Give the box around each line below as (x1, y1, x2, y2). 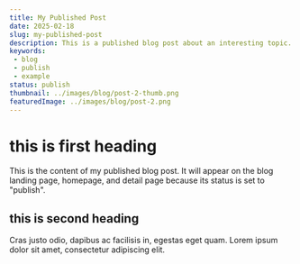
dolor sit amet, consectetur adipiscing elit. (9, 244, 165, 255)
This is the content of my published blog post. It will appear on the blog (9, 166, 274, 177)
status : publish (9, 80, 70, 89)
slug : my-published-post (9, 30, 103, 39)
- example (13, 72, 50, 81)
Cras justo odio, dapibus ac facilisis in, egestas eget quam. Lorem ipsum (9, 235, 278, 246)
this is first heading (9, 136, 158, 156)
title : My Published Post (9, 13, 106, 23)
